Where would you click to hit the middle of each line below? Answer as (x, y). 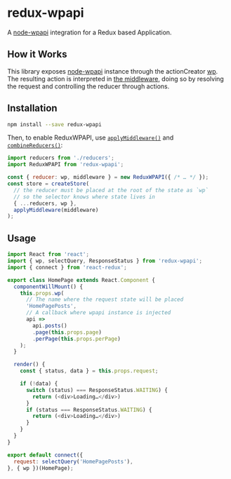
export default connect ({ (45, 455)
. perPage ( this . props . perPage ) (77, 339)
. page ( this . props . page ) (67, 332)
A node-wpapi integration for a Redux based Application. (90, 32)
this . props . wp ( (42, 293)
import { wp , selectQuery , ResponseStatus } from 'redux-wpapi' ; (105, 261)
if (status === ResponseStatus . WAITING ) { (89, 410)
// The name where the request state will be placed (105, 299)
